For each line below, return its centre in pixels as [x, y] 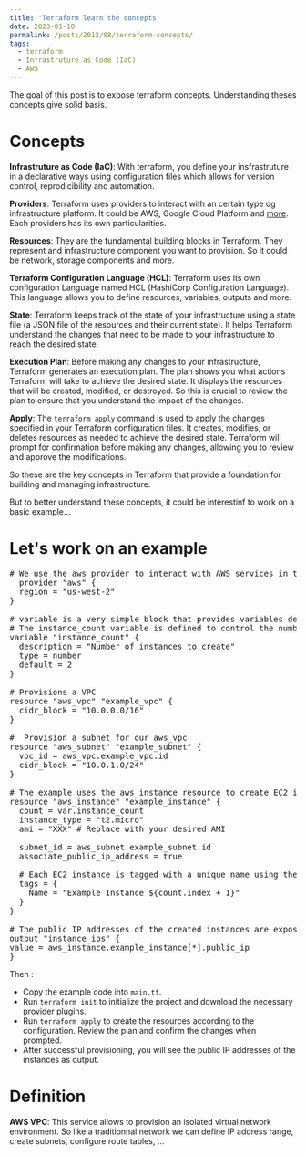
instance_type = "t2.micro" [82, 819]
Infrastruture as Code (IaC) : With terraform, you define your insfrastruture [149, 166]
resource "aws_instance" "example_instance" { [115, 801]
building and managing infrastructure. [80, 484]
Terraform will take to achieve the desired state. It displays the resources [146, 380]
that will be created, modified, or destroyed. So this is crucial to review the [149, 391]
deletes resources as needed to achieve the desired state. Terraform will [145, 437]
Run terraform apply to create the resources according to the [138, 1021]
